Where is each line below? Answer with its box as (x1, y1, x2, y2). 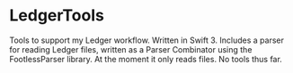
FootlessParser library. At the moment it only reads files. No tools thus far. (9, 53, 283, 64)
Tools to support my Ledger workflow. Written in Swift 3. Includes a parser (9, 35, 285, 45)
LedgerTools (9, 5, 105, 26)
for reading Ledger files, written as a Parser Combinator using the (9, 44, 253, 54)
